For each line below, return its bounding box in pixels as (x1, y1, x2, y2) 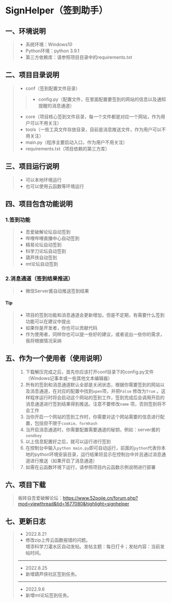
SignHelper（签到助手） (5, 5, 108, 16)
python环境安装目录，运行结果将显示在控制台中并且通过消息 (34, 451, 162, 457)
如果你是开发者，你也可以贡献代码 (25, 325, 98, 331)
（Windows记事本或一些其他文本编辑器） (25, 375, 113, 381)
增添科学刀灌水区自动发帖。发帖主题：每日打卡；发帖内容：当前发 (25, 543, 165, 550)
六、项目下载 (5, 481, 46, 489)
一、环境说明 (5, 27, 46, 35)
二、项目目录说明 (5, 70, 59, 80)
